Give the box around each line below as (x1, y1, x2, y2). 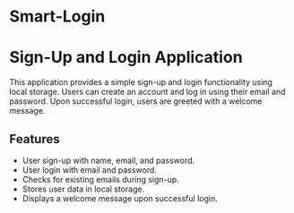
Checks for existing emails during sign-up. (22, 174, 179, 184)
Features (9, 132, 60, 147)
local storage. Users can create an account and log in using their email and (9, 87, 286, 98)
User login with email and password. (22, 164, 157, 175)
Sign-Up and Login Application (9, 47, 244, 68)
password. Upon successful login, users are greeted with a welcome (9, 96, 263, 106)
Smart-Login (9, 6, 106, 27)
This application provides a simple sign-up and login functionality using (9, 77, 273, 88)
